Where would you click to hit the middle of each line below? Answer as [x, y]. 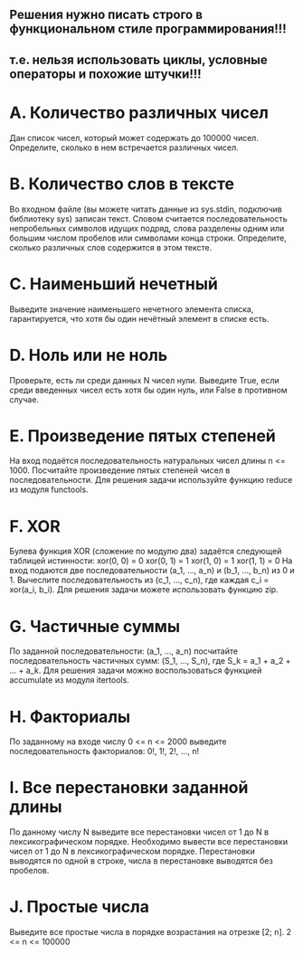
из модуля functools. [49, 490]
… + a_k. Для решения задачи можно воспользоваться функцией [136, 671]
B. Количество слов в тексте [122, 184]
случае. [24, 399]
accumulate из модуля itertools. [69, 680]
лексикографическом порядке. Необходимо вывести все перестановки [148, 842]
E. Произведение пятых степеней [142, 435]
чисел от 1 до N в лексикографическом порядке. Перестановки [132, 851]
